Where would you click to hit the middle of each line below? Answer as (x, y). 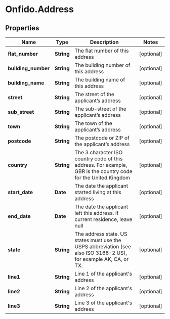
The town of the (93, 123)
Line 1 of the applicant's (103, 274)
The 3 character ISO (99, 152)
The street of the (95, 94)
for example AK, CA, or (102, 259)
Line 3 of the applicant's (103, 303)
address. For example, (101, 165)
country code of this (99, 159)
